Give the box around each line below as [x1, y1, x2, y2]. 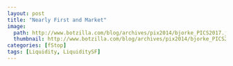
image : [7, 23, 26, 30]
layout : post [7, 10, 45, 17]
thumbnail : [13, 36, 45, 43]
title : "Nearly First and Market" [7, 16, 107, 23]
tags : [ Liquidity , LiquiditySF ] [7, 49, 101, 56]
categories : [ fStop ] [7, 42, 67, 49]
